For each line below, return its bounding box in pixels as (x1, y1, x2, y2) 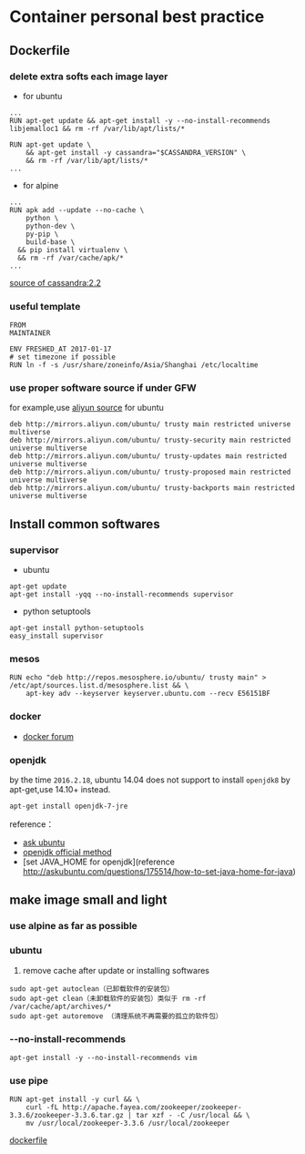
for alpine (22, 179, 59, 190)
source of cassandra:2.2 (9, 277, 102, 288)
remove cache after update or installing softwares (22, 965, 209, 975)
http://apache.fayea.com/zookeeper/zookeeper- (62, 1103, 243, 1112)
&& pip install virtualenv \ (17, 245, 128, 254)
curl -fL (25, 1103, 59, 1112)
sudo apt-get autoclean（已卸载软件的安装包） (9, 984, 175, 994)
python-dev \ (25, 221, 76, 230)
